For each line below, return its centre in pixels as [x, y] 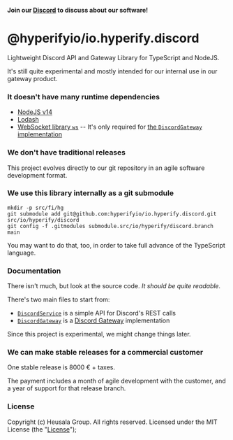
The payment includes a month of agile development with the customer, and [117, 381]
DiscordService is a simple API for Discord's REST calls [97, 313]
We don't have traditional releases [66, 152]
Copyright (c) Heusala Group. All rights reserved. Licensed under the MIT [112, 422]
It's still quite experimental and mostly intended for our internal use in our [112, 71]
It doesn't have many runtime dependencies [84, 97]
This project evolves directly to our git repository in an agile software [106, 168]
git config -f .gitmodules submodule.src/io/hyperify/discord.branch [111, 226]
